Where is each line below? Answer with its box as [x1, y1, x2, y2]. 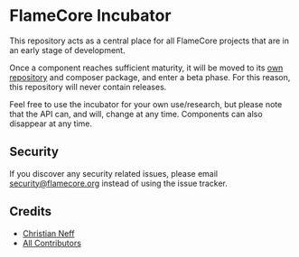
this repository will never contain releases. [9, 81, 167, 92]
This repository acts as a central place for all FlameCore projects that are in [9, 35, 290, 46]
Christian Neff [22, 227, 75, 239]
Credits [9, 204, 52, 219]
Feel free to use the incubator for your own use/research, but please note [9, 98, 283, 109]
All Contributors [22, 237, 81, 248]
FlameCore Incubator [9, 5, 172, 26]
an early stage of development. [9, 44, 126, 55]
